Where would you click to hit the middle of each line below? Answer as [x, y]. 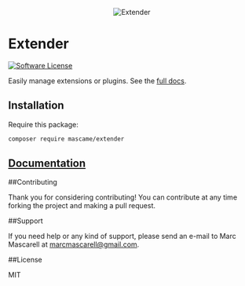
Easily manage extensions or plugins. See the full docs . [97, 81]
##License [26, 260]
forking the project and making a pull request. [82, 206]
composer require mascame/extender [66, 139]
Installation [36, 106]
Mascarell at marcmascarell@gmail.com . [74, 244]
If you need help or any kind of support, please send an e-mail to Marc [122, 236]
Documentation [47, 164]
